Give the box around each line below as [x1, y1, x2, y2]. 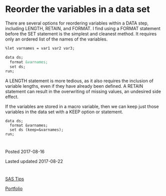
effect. [5, 94, 19, 100]
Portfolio [5, 185, 23, 191]
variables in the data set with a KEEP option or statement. [5, 109, 123, 115]
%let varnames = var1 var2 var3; [5, 46, 75, 51]
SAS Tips [5, 175, 24, 181]
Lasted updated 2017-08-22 [5, 158, 63, 164]
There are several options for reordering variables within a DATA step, [5, 20, 149, 26]
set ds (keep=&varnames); [9, 127, 64, 132]
